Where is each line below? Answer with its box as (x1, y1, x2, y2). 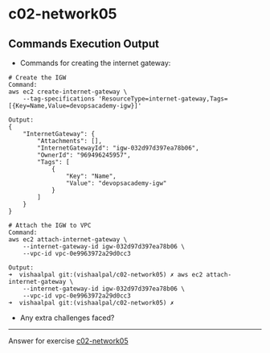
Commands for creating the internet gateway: (19, 58, 171, 68)
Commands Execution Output (8, 37, 159, 51)
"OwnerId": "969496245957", (37, 151, 131, 159)
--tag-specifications (22, 95, 95, 103)
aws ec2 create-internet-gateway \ (8, 88, 128, 96)
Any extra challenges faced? (19, 313, 115, 322)
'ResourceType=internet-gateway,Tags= (97, 95, 228, 103)
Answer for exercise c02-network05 (8, 336, 129, 346)
